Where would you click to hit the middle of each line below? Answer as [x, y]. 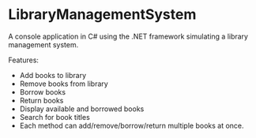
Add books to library [53, 75]
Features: [24, 60]
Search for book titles [55, 117]
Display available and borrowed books [82, 109]
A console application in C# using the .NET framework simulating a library [128, 36]
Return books [41, 100]
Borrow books [42, 91]
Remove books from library [64, 84]
